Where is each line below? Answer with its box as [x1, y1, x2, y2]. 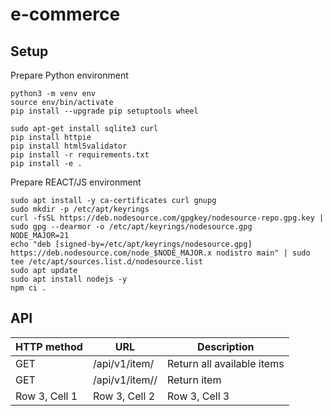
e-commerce [10, 3, 121, 26]
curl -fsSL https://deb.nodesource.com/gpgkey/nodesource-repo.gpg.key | [10, 213, 325, 223]
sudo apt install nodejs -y [10, 274, 128, 284]
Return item [167, 373, 222, 387]
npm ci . [10, 283, 47, 293]
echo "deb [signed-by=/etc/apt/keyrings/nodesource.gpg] [10, 239, 253, 249]
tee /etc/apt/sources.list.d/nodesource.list [10, 257, 203, 267]
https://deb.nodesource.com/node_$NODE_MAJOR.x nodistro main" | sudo [10, 248, 311, 258]
